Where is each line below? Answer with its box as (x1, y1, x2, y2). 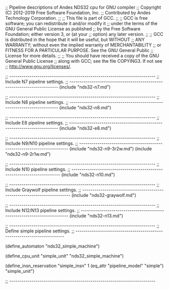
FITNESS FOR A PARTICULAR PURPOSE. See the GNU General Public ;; (5, 48, 154, 53)
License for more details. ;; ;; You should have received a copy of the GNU (5, 53, 159, 59)
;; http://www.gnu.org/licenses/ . (5, 63, 72, 69)
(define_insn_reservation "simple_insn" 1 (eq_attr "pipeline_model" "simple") (5, 263, 164, 269)
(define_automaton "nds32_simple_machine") (5, 243, 100, 249)
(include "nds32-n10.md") (61, 172, 115, 178)
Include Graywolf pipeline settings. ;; (5, 187, 82, 193)
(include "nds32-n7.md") (59, 84, 111, 90)
